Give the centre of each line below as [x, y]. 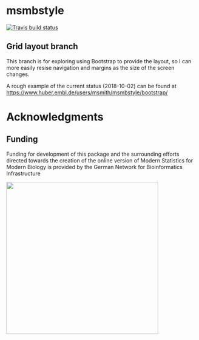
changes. [18, 74]
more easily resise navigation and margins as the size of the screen [90, 68]
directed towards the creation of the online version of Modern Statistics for [100, 160]
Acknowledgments [55, 117]
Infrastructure [23, 173]
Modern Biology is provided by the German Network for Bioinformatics [95, 167]
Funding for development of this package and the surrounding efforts [93, 154]
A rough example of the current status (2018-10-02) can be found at [92, 86]
